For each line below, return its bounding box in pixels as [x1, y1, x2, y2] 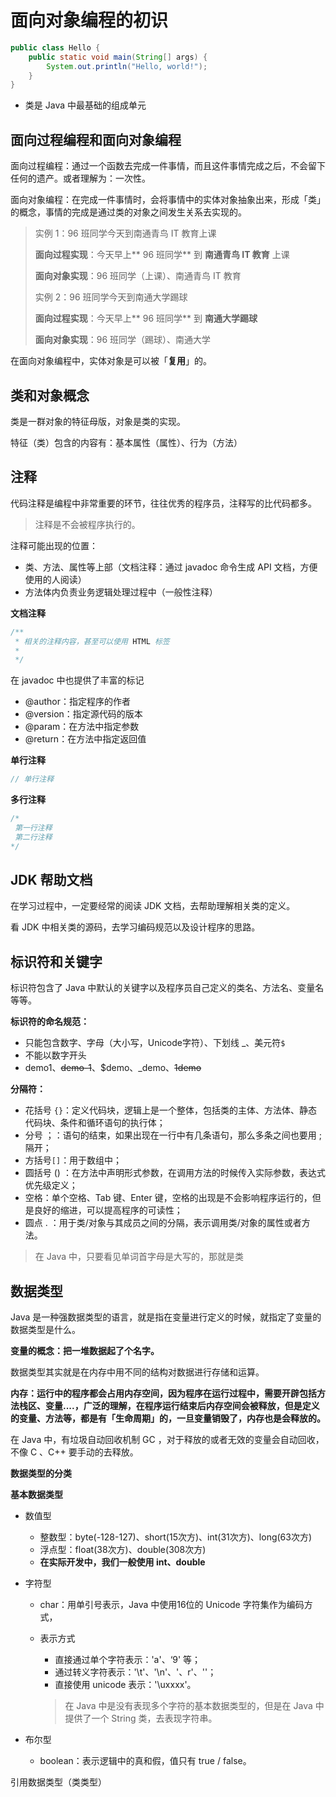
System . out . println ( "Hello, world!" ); [46, 61, 208, 71]
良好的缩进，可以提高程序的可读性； [33, 1204, 183, 1216]
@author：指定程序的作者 [24, 696, 131, 708]
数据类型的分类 [10, 1467, 72, 1480]
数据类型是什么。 [10, 1324, 81, 1336]
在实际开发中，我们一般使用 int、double [39, 1556, 206, 1568]
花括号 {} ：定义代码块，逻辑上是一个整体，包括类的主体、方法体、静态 [24, 1104, 318, 1116]
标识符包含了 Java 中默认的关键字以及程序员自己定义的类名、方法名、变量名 [10, 982, 325, 994]
